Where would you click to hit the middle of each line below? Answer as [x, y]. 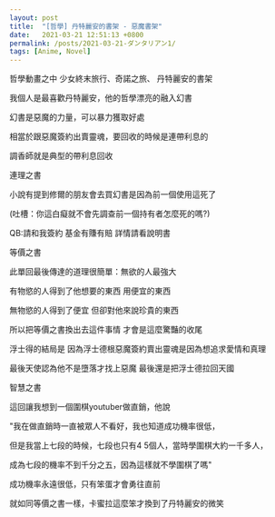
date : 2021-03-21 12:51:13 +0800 [77, 35]
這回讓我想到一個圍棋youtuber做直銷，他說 [90, 407]
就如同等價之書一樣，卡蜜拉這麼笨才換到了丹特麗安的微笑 [117, 503]
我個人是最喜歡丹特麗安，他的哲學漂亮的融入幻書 [101, 98]
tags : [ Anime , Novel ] [50, 52]
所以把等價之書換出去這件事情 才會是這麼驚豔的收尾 [106, 330]
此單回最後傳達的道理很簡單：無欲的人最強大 [93, 272]
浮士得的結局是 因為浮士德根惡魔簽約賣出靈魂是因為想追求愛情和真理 [137, 349]
